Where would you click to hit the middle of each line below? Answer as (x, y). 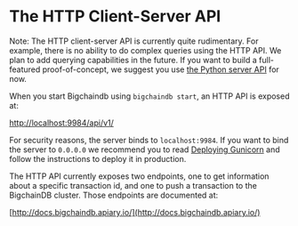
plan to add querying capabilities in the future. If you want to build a (133, 60)
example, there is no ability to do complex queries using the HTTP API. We (145, 50)
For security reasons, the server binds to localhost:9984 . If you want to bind (149, 140)
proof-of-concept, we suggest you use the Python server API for (161, 69)
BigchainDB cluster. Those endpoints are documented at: (114, 195)
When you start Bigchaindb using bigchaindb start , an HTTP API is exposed (149, 96)
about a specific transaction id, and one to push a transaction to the (133, 185)
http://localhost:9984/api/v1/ (61, 123)
